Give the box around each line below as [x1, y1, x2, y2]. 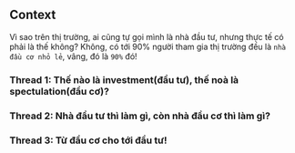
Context [9, 7, 56, 23]
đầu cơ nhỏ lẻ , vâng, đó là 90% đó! [9, 50, 138, 62]
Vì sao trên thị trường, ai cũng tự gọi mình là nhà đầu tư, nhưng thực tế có [9, 31, 284, 42]
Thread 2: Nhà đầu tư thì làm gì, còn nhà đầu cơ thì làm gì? [9, 109, 271, 122]
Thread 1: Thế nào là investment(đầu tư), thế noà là [9, 73, 239, 86]
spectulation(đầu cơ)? [9, 85, 109, 97]
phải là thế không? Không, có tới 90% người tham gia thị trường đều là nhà [9, 41, 287, 52]
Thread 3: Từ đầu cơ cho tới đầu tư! [9, 134, 168, 147]
